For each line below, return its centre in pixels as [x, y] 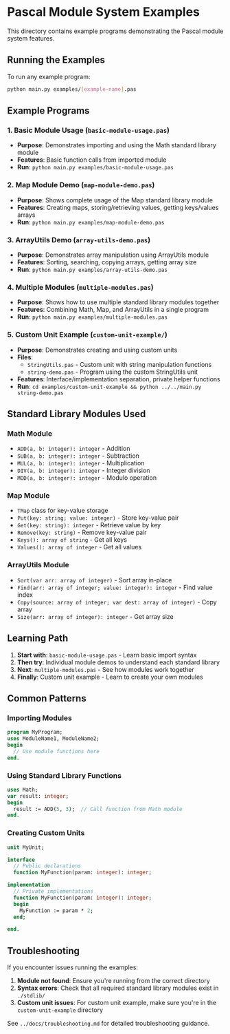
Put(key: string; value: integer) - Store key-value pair [98, 518]
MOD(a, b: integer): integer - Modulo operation [87, 478]
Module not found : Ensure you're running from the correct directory [114, 981]
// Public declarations [47, 866]
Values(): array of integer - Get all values [79, 547]
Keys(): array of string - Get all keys [72, 540]
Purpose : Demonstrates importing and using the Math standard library [116, 145]
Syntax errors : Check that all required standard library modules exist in [118, 988]
